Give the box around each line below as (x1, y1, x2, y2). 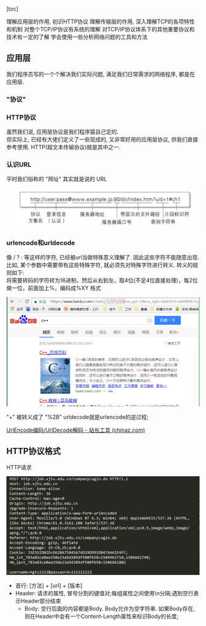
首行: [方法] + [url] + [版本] (15, 582, 83, 589)
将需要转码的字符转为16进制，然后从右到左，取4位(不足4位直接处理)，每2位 (6, 276, 198, 284)
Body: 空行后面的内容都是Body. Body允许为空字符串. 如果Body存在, (24, 605, 195, 612)
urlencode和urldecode (6, 238, 75, 247)
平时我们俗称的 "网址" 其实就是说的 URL (6, 175, 107, 183)
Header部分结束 (20, 597, 61, 604)
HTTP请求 (6, 463, 32, 471)
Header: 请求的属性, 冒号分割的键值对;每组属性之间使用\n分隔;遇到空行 (15, 590, 194, 597)
